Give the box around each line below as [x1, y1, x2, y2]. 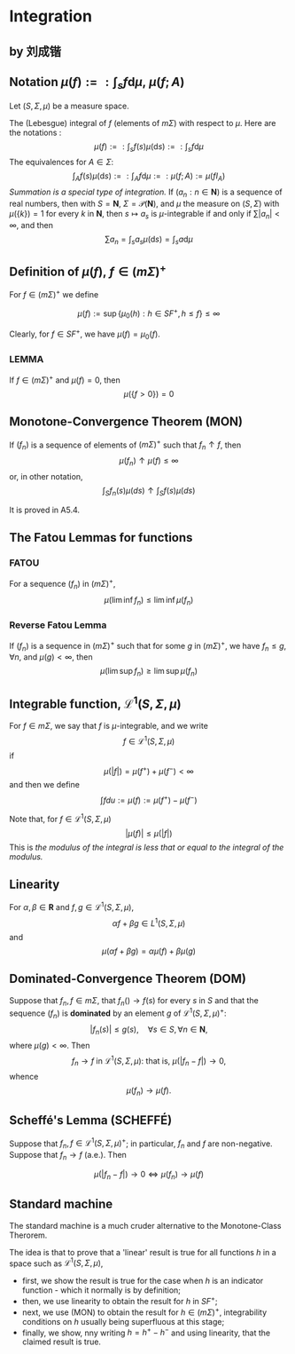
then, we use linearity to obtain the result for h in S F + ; [21, 1295, 218, 1306]
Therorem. [9, 1230, 48, 1240]
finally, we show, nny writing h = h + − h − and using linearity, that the [21, 1326, 271, 1338]
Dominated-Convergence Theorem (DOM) [9, 971, 246, 986]
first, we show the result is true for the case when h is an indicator [21, 1276, 264, 1287]
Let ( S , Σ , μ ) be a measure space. [9, 100, 130, 111]
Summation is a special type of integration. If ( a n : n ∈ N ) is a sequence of [9, 186, 283, 199]
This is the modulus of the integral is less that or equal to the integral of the [9, 842, 284, 852]
